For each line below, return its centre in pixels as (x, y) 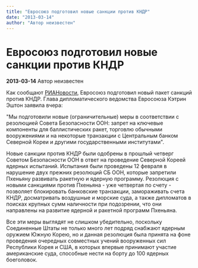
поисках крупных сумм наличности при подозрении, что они (84, 204)
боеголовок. (22, 260)
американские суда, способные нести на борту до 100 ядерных (87, 254)
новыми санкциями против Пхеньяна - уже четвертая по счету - (89, 185)
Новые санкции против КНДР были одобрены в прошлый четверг (90, 154)
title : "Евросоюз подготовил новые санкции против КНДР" (78, 12)
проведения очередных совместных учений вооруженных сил (86, 241)
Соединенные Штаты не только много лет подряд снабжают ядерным (96, 228)
